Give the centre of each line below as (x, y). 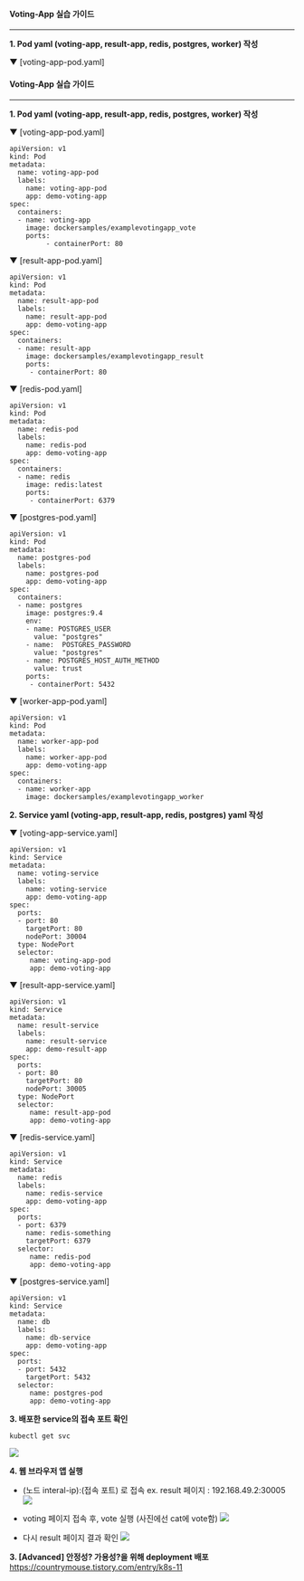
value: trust (58, 669)
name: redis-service (64, 1194)
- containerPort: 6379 (72, 501)
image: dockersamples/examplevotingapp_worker (115, 797)
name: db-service (58, 1338)
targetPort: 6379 (58, 1241)
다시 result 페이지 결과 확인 (71, 1538)
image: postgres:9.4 (64, 614)
